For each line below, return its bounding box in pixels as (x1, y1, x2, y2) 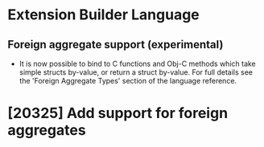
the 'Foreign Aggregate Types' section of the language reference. (19, 76, 237, 85)
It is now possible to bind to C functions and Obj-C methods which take (19, 59, 257, 68)
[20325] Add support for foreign (7, 104, 229, 122)
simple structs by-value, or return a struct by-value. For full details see (19, 67, 253, 77)
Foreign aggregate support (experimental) (7, 38, 224, 51)
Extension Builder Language (7, 6, 200, 24)
